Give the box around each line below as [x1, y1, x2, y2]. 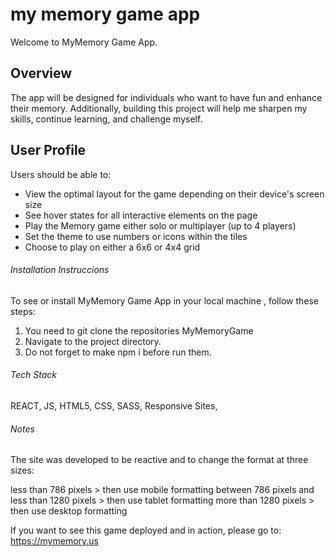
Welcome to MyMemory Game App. [10, 36, 158, 48]
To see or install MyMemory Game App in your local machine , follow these [10, 294, 320, 307]
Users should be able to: [10, 168, 112, 180]
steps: [10, 305, 36, 317]
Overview [10, 65, 73, 82]
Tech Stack [10, 369, 57, 381]
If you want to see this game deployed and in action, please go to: [10, 524, 282, 537]
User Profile [10, 142, 87, 159]
